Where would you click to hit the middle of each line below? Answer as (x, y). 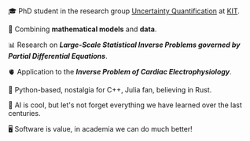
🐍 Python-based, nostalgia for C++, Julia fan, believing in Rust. (110, 90)
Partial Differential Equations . (58, 56)
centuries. (24, 113)
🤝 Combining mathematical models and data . (83, 29)
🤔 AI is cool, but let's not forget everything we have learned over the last (125, 105)
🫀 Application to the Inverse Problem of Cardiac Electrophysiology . (120, 72)
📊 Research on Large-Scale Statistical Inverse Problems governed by (124, 45)
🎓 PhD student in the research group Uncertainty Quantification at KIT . (124, 11)
